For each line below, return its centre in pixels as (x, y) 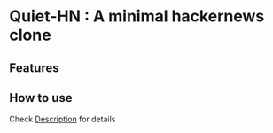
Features (34, 68)
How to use (41, 98)
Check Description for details (62, 119)
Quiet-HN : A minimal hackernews (137, 16)
